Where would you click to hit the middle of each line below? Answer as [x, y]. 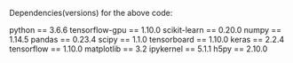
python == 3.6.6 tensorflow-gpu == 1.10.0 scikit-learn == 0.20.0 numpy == [146, 30]
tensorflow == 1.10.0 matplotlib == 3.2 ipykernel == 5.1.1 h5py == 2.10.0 [139, 49]
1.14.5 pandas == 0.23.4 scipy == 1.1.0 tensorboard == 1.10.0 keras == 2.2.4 [147, 39]
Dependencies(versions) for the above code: [91, 13]
